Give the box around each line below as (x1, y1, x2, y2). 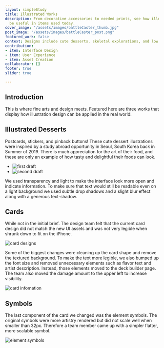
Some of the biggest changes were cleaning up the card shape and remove (5, 250, 157, 256)
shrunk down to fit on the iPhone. (5, 231, 72, 237)
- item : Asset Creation (5, 57, 54, 62)
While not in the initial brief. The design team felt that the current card (5, 221, 145, 226)
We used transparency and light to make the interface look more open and (5, 178, 155, 184)
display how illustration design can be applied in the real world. (5, 111, 132, 117)
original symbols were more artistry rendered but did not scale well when (5, 318, 152, 324)
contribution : (5, 43, 34, 48)
